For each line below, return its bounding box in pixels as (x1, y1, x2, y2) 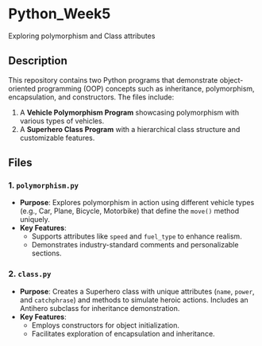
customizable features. (19, 133, 95, 142)
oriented (8, 84, 36, 93)
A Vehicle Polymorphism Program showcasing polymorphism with (19, 107, 240, 117)
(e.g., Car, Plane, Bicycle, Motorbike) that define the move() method (19, 206, 240, 216)
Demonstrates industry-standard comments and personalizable (31, 240, 239, 250)
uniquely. (19, 215, 50, 224)
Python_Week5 (8, 5, 111, 23)
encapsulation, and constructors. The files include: (8, 92, 175, 102)
